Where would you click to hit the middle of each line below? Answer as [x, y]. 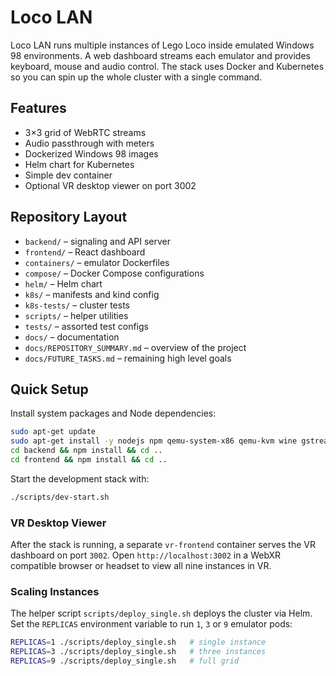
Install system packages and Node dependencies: [113, 413]
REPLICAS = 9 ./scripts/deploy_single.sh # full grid [125, 661]
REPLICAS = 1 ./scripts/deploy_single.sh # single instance [138, 642]
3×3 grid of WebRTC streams [85, 132]
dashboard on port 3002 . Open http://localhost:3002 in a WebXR [146, 555]
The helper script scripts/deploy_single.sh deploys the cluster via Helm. [161, 613]
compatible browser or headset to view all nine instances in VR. [141, 566]
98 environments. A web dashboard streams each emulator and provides [160, 55]
